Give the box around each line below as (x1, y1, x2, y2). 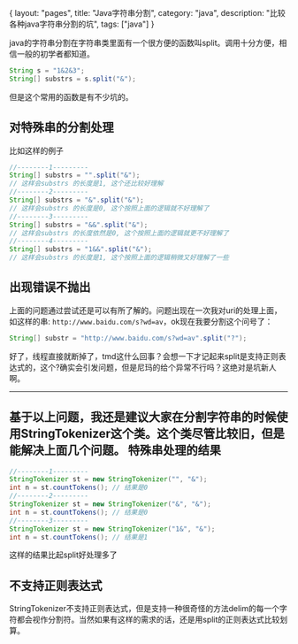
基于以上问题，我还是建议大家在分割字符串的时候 (9, 410, 277, 425)
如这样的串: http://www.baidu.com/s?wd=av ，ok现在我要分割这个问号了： (9, 316, 273, 326)
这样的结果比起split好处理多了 (9, 549, 118, 560)
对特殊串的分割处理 (9, 120, 114, 135)
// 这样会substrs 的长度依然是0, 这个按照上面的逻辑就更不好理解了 (9, 228, 230, 237)
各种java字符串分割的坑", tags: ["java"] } (9, 19, 155, 29)
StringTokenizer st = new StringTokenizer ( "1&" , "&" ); (9, 525, 216, 533)
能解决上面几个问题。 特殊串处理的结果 (9, 443, 221, 458)
